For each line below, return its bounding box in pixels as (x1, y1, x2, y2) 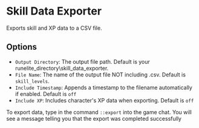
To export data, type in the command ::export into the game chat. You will (6, 108, 192, 116)
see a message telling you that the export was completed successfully (6, 115, 181, 122)
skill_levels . (15, 77, 50, 84)
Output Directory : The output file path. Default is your (15, 58, 150, 65)
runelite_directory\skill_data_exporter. (15, 64, 109, 72)
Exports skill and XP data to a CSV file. (6, 24, 102, 32)
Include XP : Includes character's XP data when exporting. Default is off (15, 96, 194, 104)
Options (6, 42, 38, 52)
